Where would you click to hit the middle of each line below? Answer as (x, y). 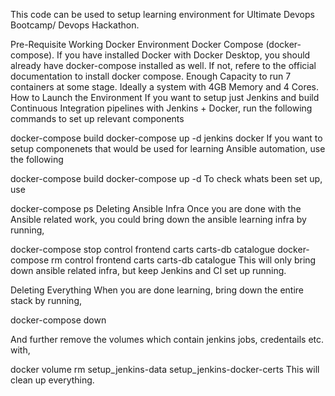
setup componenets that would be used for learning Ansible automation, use (168, 148)
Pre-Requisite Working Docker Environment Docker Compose (137, 44)
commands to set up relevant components (97, 118)
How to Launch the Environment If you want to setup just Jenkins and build (165, 97)
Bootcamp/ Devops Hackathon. (75, 25)
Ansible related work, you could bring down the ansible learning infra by (158, 219)
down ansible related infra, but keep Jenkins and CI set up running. (148, 270)
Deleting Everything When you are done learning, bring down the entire (157, 290)
